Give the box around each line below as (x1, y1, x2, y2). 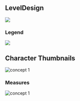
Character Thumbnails (5, 54, 76, 62)
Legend (5, 29, 24, 36)
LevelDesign (5, 4, 44, 12)
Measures (5, 79, 30, 86)
